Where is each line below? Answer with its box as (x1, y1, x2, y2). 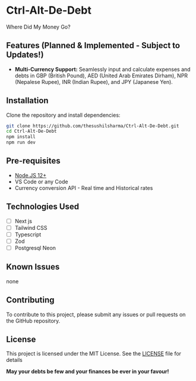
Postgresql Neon (14, 244, 56, 251)
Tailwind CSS (14, 224, 48, 231)
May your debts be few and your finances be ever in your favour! (6, 368, 169, 375)
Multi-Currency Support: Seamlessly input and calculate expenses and (14, 65, 191, 73)
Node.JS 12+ (14, 171, 46, 179)
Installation (6, 96, 49, 106)
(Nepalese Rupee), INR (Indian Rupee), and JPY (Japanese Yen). (14, 78, 173, 85)
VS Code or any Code (14, 178, 68, 185)
